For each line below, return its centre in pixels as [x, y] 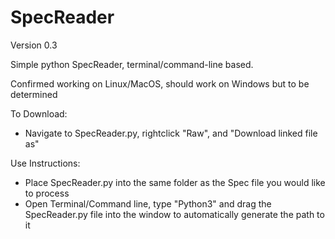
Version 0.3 [34, 45]
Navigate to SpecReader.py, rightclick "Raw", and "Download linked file [171, 133]
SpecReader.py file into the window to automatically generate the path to [174, 214]
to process [47, 193]
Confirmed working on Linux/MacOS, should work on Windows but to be [160, 83]
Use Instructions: [45, 163]
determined [34, 94]
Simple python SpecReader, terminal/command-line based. [132, 64]
